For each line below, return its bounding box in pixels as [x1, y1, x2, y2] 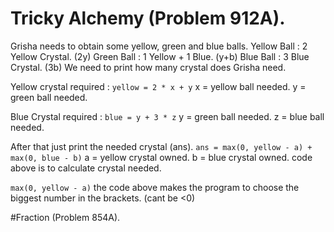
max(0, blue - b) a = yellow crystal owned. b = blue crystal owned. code [10, 151, 313, 163]
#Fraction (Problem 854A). [10, 211, 121, 223]
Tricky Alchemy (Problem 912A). [10, 7, 286, 30]
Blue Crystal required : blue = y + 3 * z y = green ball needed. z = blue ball [10, 110, 325, 122]
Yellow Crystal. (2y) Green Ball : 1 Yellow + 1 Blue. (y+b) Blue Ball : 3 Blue [10, 50, 310, 62]
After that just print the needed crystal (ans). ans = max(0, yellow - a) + [10, 140, 313, 152]
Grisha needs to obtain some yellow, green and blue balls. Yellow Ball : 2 [10, 40, 308, 52]
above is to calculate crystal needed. [10, 162, 162, 174]
